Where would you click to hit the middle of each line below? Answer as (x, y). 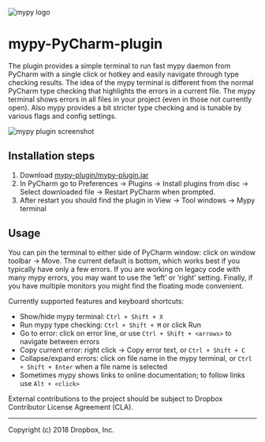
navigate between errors (60, 341)
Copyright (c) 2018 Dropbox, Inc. (61, 429)
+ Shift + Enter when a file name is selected (93, 366)
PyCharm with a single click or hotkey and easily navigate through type (123, 74)
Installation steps (52, 156)
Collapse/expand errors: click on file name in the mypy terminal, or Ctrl (136, 358)
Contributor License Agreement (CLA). (71, 407)
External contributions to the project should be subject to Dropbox (116, 399)
